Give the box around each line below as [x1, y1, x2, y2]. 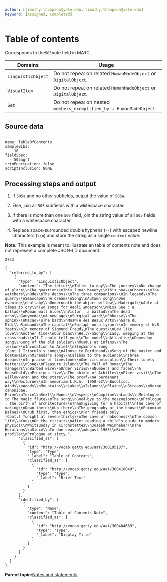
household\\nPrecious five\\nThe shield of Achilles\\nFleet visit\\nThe [5, 370, 162, 376]
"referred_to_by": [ [9, 270, 52, 275]
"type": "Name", [27, 506, 61, 511]
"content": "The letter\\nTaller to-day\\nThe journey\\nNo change [18, 283, 162, 289]
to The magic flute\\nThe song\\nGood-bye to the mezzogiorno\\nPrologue [5, 397, 162, 402]
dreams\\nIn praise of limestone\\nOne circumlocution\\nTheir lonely [5, 357, 155, 362]
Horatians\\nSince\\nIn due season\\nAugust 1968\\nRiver [5, 427, 128, 432]
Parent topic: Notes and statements [5, 572, 78, 578]
